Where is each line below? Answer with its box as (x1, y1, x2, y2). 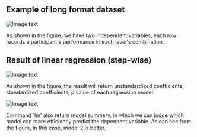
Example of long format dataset (6, 5, 125, 15)
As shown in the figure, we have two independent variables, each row (6, 32, 177, 39)
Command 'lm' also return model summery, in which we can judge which (6, 112, 185, 119)
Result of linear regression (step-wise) (6, 56, 152, 66)
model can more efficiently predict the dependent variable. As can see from (6, 118, 192, 125)
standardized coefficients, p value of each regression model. (6, 89, 155, 96)
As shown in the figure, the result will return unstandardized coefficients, (6, 82, 184, 89)
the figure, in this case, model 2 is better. (6, 124, 106, 131)
